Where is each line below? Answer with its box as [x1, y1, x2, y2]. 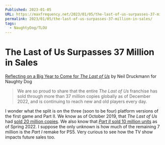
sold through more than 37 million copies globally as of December [17, 93, 151, 99]
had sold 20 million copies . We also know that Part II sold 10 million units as [5, 118, 158, 124]
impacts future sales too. [5, 134, 55, 140]
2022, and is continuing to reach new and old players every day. [17, 99, 147, 105]
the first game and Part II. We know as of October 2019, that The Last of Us [5, 114, 158, 119]
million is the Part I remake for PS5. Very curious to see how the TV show [5, 129, 153, 135]
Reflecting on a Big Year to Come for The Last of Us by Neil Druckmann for [5, 73, 157, 79]
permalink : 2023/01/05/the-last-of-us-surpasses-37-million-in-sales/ [5, 16, 153, 21]
